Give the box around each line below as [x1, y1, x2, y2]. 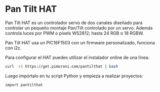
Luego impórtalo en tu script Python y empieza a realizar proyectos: [5, 73, 143, 79]
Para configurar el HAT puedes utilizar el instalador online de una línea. [5, 54, 150, 60]
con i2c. [5, 45, 22, 51]
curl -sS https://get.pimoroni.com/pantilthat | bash [5, 64, 119, 69]
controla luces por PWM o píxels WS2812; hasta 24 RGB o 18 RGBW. [5, 30, 144, 36]
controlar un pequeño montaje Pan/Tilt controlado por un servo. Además [5, 25, 153, 31]
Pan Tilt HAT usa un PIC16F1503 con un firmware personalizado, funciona [5, 39, 156, 45]
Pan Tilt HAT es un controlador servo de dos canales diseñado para [5, 20, 143, 26]
